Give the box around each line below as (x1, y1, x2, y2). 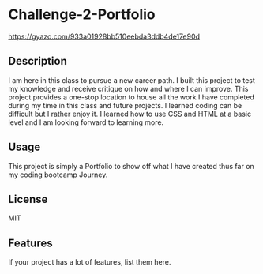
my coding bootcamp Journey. (8, 170, 108, 179)
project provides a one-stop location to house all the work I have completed (8, 92, 255, 102)
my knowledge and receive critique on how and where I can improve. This (8, 84, 249, 93)
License (8, 192, 48, 206)
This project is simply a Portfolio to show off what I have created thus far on (8, 161, 254, 171)
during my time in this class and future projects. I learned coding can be (8, 100, 242, 110)
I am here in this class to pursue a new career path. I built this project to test (8, 75, 255, 84)
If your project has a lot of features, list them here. (8, 257, 171, 267)
